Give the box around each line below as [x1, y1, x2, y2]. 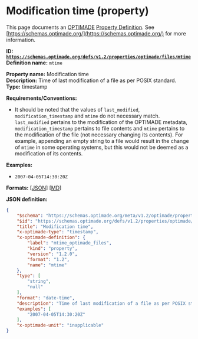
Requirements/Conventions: [6, 94, 77, 102]
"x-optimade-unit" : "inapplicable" [16, 322, 104, 328]
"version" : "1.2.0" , [27, 251, 78, 257]
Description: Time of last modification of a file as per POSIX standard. [6, 77, 177, 84]
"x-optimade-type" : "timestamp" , [16, 229, 99, 235]
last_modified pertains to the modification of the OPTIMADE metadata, [14, 118, 187, 125]
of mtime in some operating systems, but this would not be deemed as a [14, 144, 189, 151]
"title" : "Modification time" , [16, 223, 94, 230]
